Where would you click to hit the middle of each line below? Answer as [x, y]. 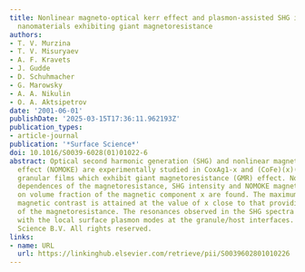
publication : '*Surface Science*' [75, 144]
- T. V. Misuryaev [44, 52]
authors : [26, 34]
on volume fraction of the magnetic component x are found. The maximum [158, 195]
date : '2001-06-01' [46, 111]
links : [22, 237]
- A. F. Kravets [40, 60]
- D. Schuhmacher [42, 77]
